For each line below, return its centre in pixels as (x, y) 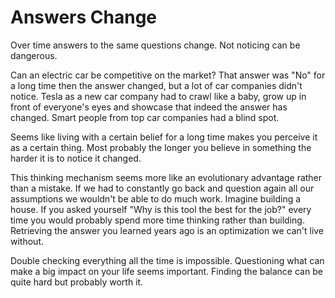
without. (27, 241)
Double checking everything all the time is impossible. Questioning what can (167, 260)
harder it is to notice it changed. (76, 158)
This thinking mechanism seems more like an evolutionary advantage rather (166, 177)
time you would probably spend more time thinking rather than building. (157, 220)
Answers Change (84, 17)
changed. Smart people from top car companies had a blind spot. (145, 117)
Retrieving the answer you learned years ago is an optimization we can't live (167, 230)
